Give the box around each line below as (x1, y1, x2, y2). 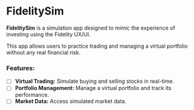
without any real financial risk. (6, 48, 81, 56)
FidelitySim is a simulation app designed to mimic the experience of (6, 24, 176, 31)
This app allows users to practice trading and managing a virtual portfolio (6, 42, 188, 50)
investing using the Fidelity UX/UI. (6, 30, 91, 37)
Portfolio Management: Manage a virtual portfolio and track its (14, 85, 172, 92)
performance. (14, 91, 49, 99)
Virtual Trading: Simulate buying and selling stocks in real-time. (14, 77, 175, 85)
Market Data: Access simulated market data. (14, 98, 127, 105)
